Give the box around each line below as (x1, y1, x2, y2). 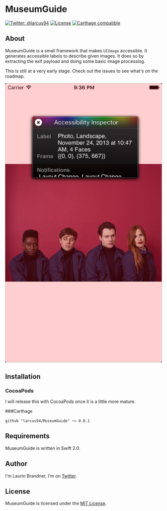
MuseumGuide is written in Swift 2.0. (5, 445, 81, 451)
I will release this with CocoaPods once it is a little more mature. (5, 398, 136, 404)
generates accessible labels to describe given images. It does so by (5, 53, 144, 59)
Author (5, 460, 27, 468)
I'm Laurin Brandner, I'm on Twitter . (5, 473, 77, 479)
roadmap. (5, 73, 25, 79)
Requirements (5, 432, 50, 440)
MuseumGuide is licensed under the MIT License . (5, 501, 107, 507)
